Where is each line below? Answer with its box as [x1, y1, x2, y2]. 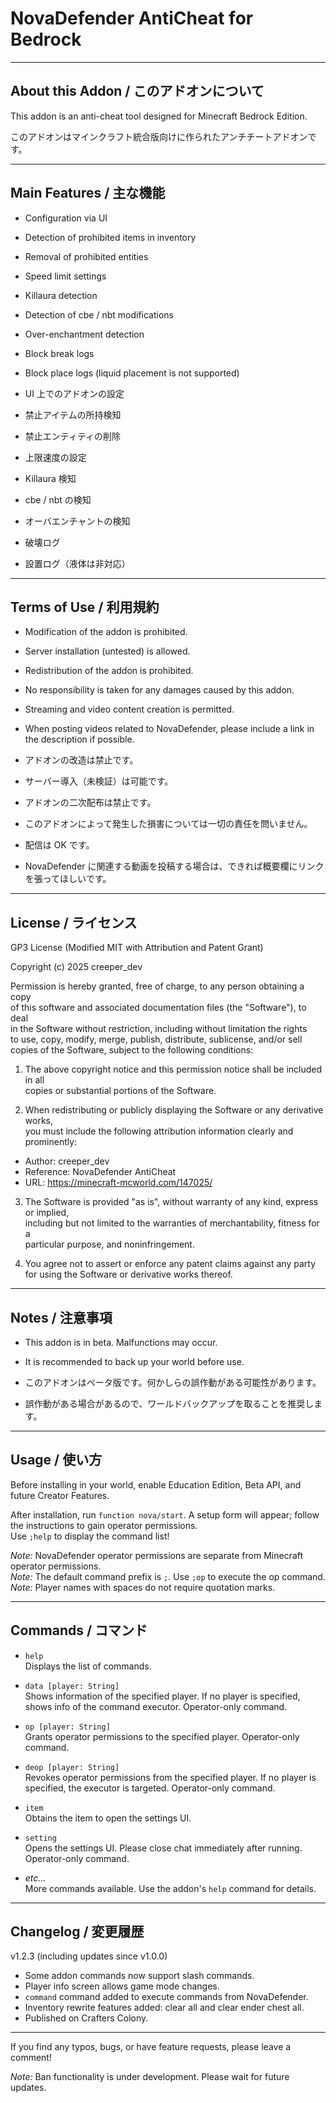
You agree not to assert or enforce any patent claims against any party [24, 1258, 317, 1270]
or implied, [24, 1207, 70, 1219]
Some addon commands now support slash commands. [24, 1970, 255, 1982]
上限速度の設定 [24, 451, 87, 463]
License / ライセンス [10, 914, 138, 931]
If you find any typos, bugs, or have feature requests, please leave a [10, 2041, 292, 2053]
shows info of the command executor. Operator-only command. [24, 1700, 288, 1712]
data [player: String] [24, 1681, 120, 1691]
